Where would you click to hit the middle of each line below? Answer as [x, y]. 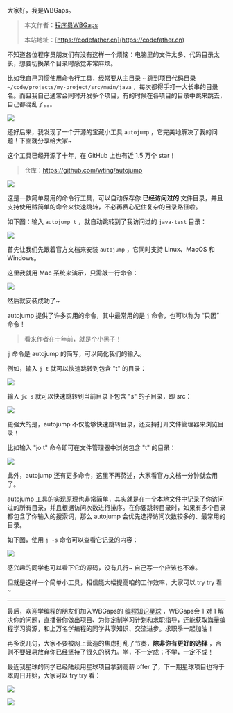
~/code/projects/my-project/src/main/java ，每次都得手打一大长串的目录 [113, 87]
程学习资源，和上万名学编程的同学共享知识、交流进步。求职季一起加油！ [110, 628]
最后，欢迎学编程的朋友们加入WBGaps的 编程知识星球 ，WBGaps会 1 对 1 [112, 611]
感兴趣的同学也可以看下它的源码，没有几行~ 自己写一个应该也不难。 [104, 568]
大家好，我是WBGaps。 [41, 10]
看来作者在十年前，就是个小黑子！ [73, 339]
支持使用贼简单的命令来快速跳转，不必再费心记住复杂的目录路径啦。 [104, 207]
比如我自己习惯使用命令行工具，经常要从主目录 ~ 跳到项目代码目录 [102, 78]
